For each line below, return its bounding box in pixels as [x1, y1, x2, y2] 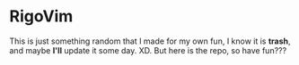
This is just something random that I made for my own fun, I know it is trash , [9, 36, 291, 46]
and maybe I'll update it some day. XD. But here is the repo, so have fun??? [9, 45, 287, 55]
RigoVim [9, 6, 74, 27]
